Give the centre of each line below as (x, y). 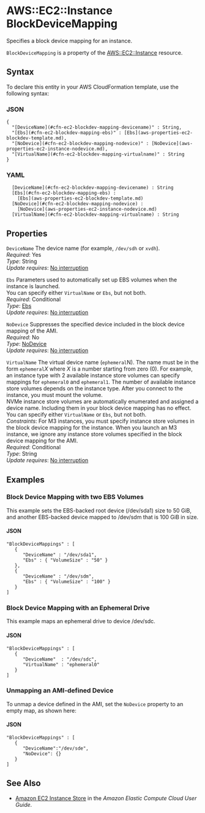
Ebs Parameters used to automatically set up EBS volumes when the (92, 280)
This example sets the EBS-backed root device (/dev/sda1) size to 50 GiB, (99, 510)
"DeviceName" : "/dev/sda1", (60, 555)
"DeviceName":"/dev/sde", (55, 748)
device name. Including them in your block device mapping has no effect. (99, 408)
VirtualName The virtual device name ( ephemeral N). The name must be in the (102, 363)
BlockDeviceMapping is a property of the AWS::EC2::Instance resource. (95, 52)
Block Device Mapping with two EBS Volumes (75, 497)
